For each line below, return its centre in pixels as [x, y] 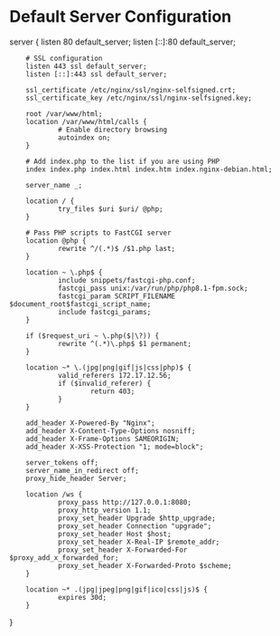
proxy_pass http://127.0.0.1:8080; [125, 502]
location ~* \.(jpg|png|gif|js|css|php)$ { [109, 367]
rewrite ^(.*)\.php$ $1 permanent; [125, 343]
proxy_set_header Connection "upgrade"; [135, 526]
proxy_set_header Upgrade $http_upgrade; [137, 518]
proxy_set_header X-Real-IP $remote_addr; [139, 542]
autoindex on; [84, 138]
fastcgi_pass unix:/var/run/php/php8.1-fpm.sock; [153, 288]
